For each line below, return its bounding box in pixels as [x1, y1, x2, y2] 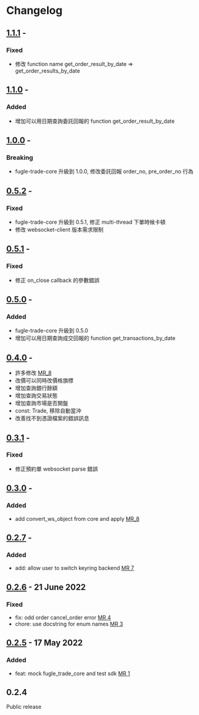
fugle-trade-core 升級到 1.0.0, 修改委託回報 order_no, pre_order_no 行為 [14, 168, 194, 175]
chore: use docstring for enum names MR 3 [14, 620, 124, 627]
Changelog [6, 4, 63, 18]
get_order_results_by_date [14, 67, 80, 74]
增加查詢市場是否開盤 [14, 400, 68, 407]
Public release [6, 703, 42, 711]
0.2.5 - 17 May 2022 [6, 638, 83, 648]
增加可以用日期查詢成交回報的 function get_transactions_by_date [14, 335, 176, 342]
